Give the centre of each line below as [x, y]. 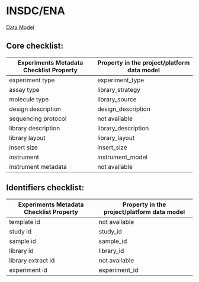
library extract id [32, 260]
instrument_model [123, 157]
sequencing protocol [38, 118]
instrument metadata [38, 166]
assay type [24, 89]
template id [25, 222]
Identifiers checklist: [45, 188]
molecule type [29, 99]
